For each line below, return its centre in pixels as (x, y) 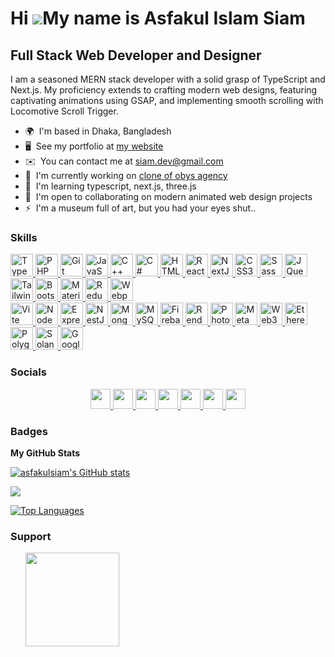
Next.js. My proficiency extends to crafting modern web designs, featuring (164, 90)
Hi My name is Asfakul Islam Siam (158, 18)
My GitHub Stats (45, 453)
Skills (24, 237)
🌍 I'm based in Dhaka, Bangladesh (98, 131)
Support (31, 536)
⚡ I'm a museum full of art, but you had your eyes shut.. (140, 208)
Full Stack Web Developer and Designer (136, 55)
